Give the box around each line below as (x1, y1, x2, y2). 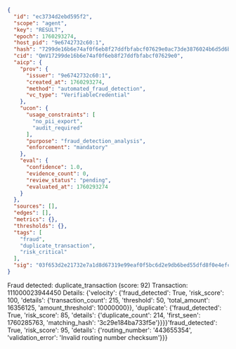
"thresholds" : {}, (13, 222, 68, 229)
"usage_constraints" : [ (25, 111, 96, 118)
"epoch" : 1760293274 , (13, 32, 77, 40)
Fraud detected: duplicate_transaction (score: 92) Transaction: (7, 281, 188, 289)
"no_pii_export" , (32, 118, 83, 125)
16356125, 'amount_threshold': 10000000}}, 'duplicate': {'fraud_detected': (7, 303, 222, 312)
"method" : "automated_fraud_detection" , (25, 85, 146, 92)
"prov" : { (20, 65, 49, 72)
